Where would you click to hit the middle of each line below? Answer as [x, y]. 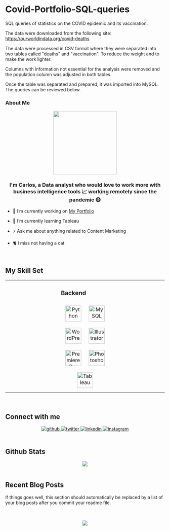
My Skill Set [24, 271]
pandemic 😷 [85, 200]
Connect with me [33, 417]
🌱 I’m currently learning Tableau [46, 221]
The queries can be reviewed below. [43, 89]
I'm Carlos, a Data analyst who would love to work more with [85, 185]
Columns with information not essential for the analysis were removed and [83, 69]
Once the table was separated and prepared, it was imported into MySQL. [82, 84]
